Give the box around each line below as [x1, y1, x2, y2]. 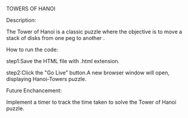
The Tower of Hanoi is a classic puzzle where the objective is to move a [6, 28, 183, 35]
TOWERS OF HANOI [6, 5, 56, 12]
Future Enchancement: [6, 87, 62, 94]
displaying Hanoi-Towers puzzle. [6, 76, 87, 82]
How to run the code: [6, 46, 58, 53]
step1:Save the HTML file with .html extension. [6, 58, 120, 64]
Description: [6, 17, 36, 23]
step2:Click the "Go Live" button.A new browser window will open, [6, 69, 170, 76]
